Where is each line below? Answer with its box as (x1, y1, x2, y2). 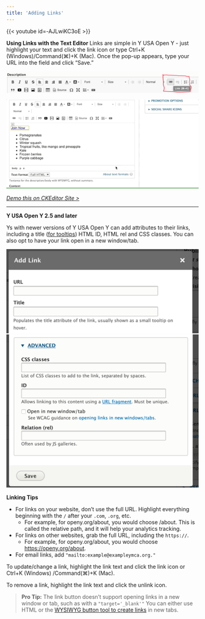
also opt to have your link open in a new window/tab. (6, 237, 139, 244)
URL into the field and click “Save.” (6, 59, 94, 66)
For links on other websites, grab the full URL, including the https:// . (15, 531, 189, 539)
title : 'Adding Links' (6, 10, 64, 16)
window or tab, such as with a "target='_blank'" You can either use (21, 600, 193, 607)
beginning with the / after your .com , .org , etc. (15, 512, 131, 520)
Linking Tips (6, 493, 38, 501)
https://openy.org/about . (24, 545, 87, 552)
